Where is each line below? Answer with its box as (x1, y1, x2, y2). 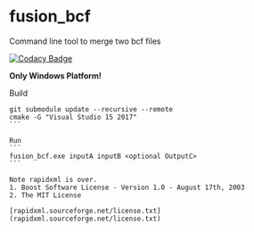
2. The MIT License (9, 190, 82, 200)
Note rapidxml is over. (9, 175, 98, 184)
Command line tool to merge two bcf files (9, 36, 161, 46)
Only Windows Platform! (9, 70, 102, 81)
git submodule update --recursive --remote (9, 104, 174, 113)
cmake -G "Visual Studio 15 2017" (9, 112, 138, 121)
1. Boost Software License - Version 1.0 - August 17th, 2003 (9, 183, 245, 192)
